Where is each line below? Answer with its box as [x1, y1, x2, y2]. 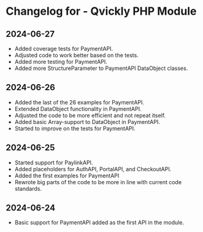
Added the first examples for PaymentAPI [14, 172, 120, 179]
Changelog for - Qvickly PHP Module [6, 4, 197, 18]
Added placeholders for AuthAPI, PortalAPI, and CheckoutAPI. [14, 165, 172, 172]
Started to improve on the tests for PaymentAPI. [14, 125, 136, 132]
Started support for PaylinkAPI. [14, 158, 93, 166]
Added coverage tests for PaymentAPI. [14, 45, 113, 52]
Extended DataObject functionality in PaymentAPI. [14, 105, 142, 112]
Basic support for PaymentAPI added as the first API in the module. [14, 219, 185, 226]
